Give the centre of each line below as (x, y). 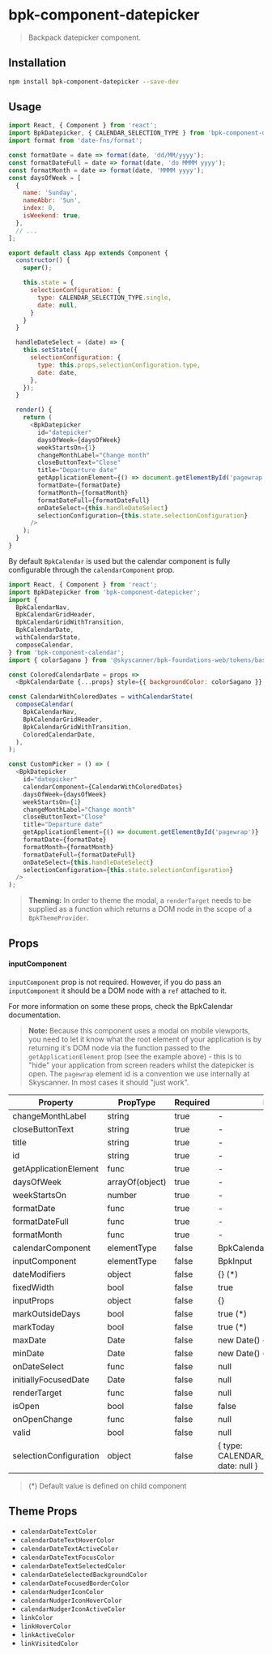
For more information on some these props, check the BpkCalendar (121, 1006)
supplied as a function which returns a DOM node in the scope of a (140, 909)
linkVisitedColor (49, 1643)
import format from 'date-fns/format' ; (76, 141)
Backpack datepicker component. (85, 37)
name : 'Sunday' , (51, 193)
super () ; (38, 268)
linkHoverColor (46, 1626)
